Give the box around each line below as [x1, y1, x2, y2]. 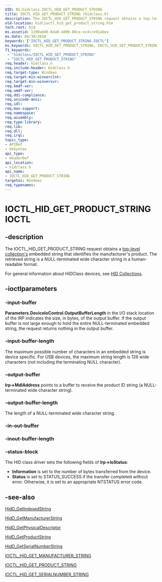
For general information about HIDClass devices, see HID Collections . [5, 271, 143, 276]
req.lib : [5, 124, 23, 129]
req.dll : [5, 129, 23, 134]
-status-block [5, 448, 39, 455]
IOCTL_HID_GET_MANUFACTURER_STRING [5, 553, 92, 559]
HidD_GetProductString [5, 534, 51, 540]
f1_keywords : [5, 47, 31, 52]
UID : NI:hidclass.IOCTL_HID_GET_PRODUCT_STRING [5, 7, 103, 12]
